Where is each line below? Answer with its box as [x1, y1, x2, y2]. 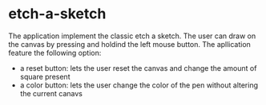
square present [19, 72, 71, 81]
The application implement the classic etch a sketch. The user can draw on [8, 31, 256, 41]
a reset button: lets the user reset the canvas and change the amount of [19, 63, 257, 72]
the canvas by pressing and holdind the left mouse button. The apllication [8, 39, 251, 49]
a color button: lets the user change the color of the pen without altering [19, 80, 259, 90]
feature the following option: [8, 48, 102, 57]
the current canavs [19, 88, 83, 98]
